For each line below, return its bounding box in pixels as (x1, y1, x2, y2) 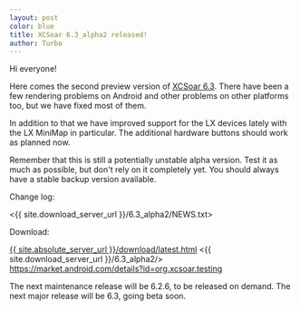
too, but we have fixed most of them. (9, 101, 147, 111)
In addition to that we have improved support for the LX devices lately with (9, 118, 287, 129)
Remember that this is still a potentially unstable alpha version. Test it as (9, 155, 278, 166)
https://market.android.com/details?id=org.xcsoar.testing (9, 264, 223, 275)
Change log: (9, 191, 55, 202)
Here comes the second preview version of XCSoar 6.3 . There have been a (9, 81, 289, 92)
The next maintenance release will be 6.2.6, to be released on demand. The (9, 281, 291, 292)
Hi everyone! (9, 63, 57, 74)
